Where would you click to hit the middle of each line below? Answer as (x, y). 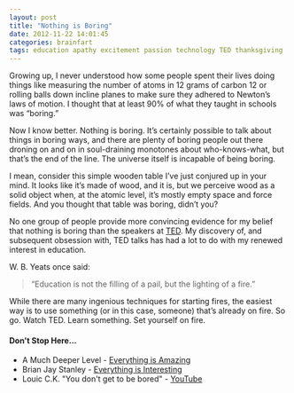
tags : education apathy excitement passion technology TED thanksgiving (146, 51)
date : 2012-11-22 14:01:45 (59, 34)
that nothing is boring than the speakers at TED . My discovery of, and (136, 231)
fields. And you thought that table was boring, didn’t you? (114, 204)
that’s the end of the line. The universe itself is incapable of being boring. (143, 159)
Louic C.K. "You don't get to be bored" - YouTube (112, 379)
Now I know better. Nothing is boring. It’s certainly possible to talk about (140, 130)
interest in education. (48, 250)
